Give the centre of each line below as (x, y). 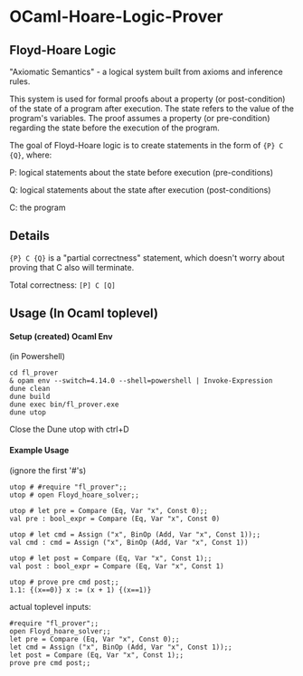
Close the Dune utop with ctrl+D (69, 429)
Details (29, 236)
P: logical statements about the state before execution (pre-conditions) (142, 172)
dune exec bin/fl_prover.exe (64, 405)
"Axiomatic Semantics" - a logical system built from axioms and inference (146, 71)
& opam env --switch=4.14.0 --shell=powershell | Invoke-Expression (141, 381)
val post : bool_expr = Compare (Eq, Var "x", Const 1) (117, 566)
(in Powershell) (38, 357)
